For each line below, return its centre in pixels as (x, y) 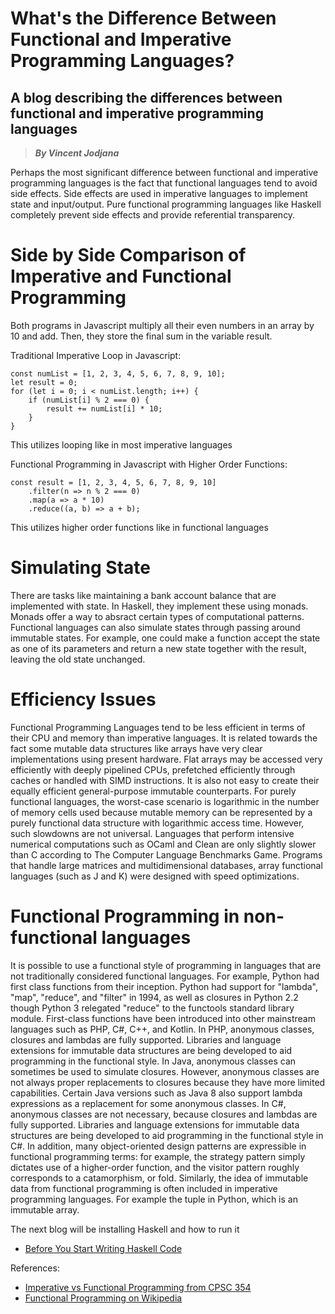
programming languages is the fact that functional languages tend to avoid (164, 183)
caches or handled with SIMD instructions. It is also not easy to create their (165, 780)
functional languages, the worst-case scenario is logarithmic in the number (165, 801)
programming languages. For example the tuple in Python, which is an (154, 1199)
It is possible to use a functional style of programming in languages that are (166, 965)
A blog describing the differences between (146, 97)
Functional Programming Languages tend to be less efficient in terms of (158, 727)
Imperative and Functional (121, 276)
